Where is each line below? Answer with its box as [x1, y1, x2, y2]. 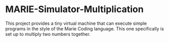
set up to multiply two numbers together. [5, 31, 91, 37]
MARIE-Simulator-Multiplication [5, 4, 144, 15]
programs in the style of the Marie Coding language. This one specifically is [5, 25, 164, 31]
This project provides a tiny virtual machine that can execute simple [5, 20, 147, 26]
